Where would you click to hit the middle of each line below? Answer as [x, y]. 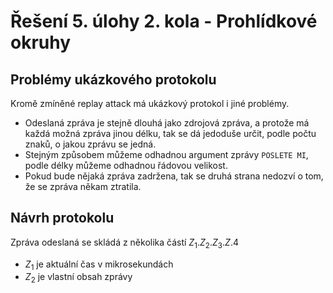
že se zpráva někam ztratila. [83, 186]
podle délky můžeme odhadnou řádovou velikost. [126, 165]
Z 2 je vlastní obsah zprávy [78, 278]
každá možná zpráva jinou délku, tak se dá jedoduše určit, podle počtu [170, 133]
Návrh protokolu [62, 218]
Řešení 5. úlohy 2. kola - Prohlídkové [164, 21]
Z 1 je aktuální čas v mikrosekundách [99, 265]
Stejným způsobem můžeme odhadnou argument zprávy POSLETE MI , [166, 154]
